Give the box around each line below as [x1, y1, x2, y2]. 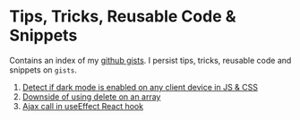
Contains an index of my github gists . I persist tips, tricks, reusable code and [9, 55, 292, 65]
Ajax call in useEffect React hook [21, 100, 144, 111]
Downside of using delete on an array [21, 91, 161, 102]
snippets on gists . [9, 64, 78, 75]
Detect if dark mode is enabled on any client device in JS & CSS [21, 81, 258, 92]
